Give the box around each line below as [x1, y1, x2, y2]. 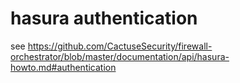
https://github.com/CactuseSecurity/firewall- [27, 40, 213, 52]
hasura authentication [10, 7, 198, 30]
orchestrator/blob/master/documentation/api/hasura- [10, 50, 230, 62]
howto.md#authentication [10, 61, 117, 73]
